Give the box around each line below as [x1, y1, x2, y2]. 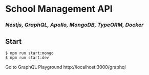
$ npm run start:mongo [5, 51, 54, 56]
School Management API [5, 3, 113, 15]
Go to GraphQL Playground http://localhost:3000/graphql [5, 64, 126, 70]
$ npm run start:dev [5, 55, 50, 60]
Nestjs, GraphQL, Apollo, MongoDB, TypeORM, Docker [5, 21, 144, 29]
